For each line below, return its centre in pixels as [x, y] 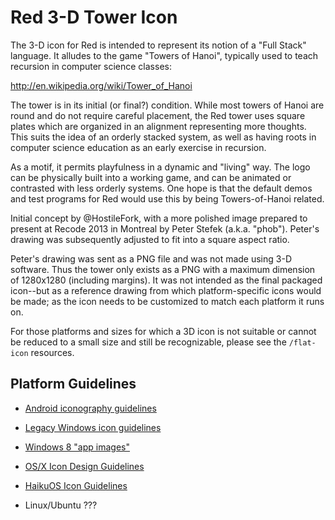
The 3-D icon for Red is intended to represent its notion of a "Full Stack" [158, 45]
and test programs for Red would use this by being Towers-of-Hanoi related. [167, 198]
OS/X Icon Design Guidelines [84, 466]
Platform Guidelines [73, 384]
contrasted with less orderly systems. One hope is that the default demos [161, 188]
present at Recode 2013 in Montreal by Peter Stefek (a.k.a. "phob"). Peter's [165, 228]
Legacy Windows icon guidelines [93, 427]
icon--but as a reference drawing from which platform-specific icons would [166, 290]
